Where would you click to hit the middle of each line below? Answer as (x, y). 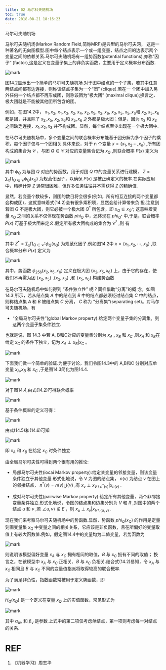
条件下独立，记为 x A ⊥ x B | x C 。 (58, 342)
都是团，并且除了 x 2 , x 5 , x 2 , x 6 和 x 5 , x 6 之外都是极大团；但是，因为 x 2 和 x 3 (81, 119)
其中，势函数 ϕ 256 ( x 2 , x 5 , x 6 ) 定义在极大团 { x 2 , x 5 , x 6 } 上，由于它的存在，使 (81, 271)
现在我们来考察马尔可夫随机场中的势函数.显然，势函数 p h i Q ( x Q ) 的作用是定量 (83, 521)
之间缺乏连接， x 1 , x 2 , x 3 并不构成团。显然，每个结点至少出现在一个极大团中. (82, 127)
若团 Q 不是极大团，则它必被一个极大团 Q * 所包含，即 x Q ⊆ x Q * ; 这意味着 (79, 209)
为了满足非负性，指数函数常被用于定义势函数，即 (55, 580)
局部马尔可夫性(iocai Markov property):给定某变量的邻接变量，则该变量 (84, 472)
